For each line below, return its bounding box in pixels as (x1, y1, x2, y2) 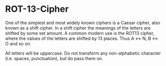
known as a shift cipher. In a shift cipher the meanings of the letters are (5, 25, 151, 31)
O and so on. (5, 40, 31, 46)
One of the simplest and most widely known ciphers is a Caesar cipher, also (5, 20, 161, 26)
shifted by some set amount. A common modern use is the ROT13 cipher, (5, 30, 155, 36)
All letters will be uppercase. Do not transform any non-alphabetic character (5, 50, 161, 56)
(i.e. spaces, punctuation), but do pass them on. (5, 55, 103, 61)
